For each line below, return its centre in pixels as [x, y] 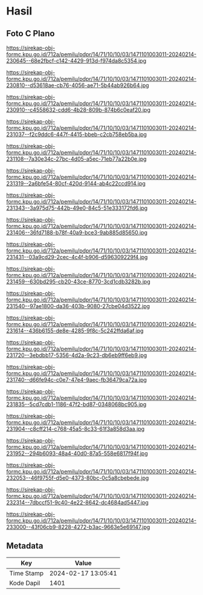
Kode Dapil [25, 583]
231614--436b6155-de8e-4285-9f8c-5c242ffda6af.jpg [75, 331]
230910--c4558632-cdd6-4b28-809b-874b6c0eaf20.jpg [79, 110]
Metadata [25, 546]
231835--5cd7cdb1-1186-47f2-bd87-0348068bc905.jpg [76, 404]
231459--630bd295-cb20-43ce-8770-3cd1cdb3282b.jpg [79, 281]
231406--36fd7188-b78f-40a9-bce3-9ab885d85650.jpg [77, 233]
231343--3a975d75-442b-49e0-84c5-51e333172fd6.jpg [77, 208]
